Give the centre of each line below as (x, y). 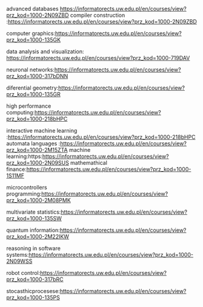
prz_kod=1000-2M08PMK (38, 200)
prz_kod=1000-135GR (33, 94)
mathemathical (89, 163)
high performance (29, 106)
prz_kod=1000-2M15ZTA (37, 150)
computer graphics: (31, 33)
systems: (18, 255)
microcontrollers (27, 187)
